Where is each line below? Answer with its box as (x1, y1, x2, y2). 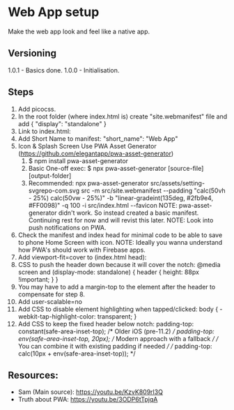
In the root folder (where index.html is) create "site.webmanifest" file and (17, 112, 228, 121)
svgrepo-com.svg (28, 186, 80, 195)
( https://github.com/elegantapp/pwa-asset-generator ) (17, 149, 174, 158)
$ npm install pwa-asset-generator (28, 156, 128, 165)
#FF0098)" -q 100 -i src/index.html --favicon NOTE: (28, 201, 178, 209)
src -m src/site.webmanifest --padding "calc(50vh (80, 186, 226, 195)
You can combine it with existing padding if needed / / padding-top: (17, 342, 212, 350)
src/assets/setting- (150, 179, 205, 187)
